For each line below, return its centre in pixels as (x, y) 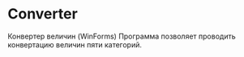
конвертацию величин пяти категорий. (75, 44)
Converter (43, 14)
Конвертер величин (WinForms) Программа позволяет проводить (122, 36)
